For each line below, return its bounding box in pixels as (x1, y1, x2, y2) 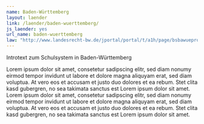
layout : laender (6, 15, 47, 21)
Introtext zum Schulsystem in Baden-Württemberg (6, 54, 132, 61)
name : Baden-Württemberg (6, 9, 69, 15)
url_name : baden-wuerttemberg (6, 32, 83, 38)
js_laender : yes (6, 26, 47, 32)
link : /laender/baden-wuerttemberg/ (6, 20, 99, 26)
